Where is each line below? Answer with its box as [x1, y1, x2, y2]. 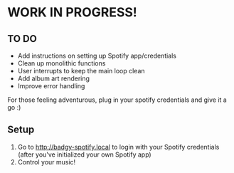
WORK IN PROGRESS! [7, 4, 137, 21]
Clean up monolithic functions [17, 59, 106, 68]
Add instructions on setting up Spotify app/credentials [17, 51, 176, 60]
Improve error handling [17, 82, 85, 90]
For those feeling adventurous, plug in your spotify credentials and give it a [7, 95, 228, 104]
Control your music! [17, 157, 76, 166]
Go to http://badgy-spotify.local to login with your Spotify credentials [17, 142, 220, 151]
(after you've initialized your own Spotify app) [17, 150, 151, 159]
